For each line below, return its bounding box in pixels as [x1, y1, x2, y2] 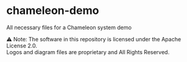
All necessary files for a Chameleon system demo [6, 24, 132, 31]
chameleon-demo [6, 4, 99, 18]
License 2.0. [6, 42, 37, 49]
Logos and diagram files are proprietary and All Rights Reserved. [6, 48, 170, 55]
